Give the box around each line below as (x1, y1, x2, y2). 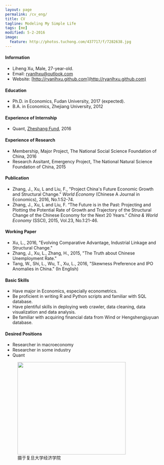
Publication (5, 175, 29, 181)
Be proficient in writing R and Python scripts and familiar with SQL (12, 293, 147, 299)
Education (5, 87, 27, 93)
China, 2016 (12, 153, 37, 159)
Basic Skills (5, 277, 30, 283)
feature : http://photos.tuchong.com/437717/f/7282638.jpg (9, 39, 132, 44)
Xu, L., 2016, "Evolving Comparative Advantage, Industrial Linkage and (12, 240, 157, 246)
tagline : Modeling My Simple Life (5, 21, 77, 26)
